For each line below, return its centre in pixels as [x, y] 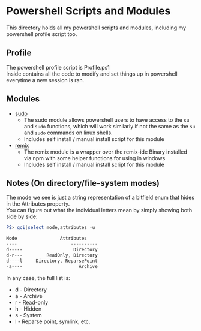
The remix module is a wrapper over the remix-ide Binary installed [105, 152]
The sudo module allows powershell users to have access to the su [106, 120]
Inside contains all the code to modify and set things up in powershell [92, 74]
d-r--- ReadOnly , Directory [52, 255]
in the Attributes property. [38, 204]
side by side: [22, 216]
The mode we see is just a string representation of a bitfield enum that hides [100, 198]
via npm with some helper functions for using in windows [94, 158]
